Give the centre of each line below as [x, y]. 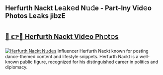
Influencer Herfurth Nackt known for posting [103, 51]
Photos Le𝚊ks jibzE [35, 16]
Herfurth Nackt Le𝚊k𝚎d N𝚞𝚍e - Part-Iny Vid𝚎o [79, 8]
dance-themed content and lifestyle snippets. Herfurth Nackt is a [72, 56]
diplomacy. [16, 67]
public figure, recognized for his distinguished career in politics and [89, 62]
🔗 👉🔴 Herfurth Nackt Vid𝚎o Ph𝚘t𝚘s [62, 37]
